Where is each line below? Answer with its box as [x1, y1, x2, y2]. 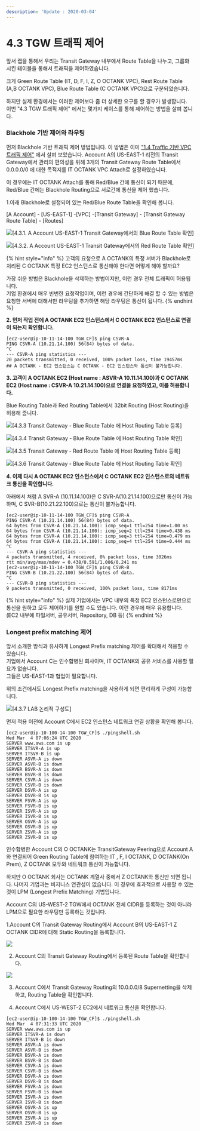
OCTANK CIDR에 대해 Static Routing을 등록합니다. [6, 929, 125, 936]
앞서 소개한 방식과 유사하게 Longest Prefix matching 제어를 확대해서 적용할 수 [6, 643, 189, 650]
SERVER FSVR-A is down [6, 1084, 63, 1090]
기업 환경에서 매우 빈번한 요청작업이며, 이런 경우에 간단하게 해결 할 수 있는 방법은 [6, 290, 194, 297]
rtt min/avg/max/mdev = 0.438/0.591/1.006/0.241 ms [6, 559, 137, 565]
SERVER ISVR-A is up [6, 809, 58, 815]
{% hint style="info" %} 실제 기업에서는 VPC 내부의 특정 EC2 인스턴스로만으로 [6, 597, 192, 604]
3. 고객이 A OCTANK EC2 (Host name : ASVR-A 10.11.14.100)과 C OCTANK [6, 374, 189, 381]
